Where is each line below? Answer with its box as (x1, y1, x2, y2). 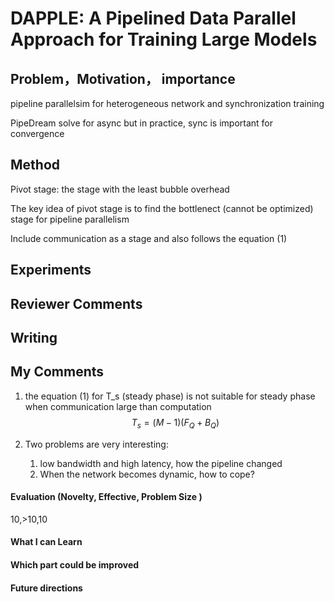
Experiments (10, 262, 92, 279)
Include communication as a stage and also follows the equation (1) (10, 232, 288, 244)
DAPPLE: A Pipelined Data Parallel (10, 7, 297, 30)
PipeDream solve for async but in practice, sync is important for (10, 117, 274, 129)
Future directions (10, 582, 83, 594)
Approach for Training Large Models (10, 28, 318, 51)
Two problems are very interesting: (24, 438, 169, 450)
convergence (10, 128, 65, 139)
